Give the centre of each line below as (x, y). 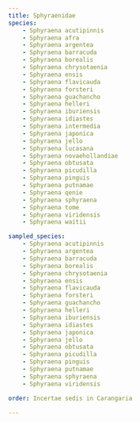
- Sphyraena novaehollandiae (70, 155)
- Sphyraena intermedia (62, 126)
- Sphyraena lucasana (58, 148)
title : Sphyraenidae (42, 15)
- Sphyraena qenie (53, 192)
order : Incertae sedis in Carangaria (70, 398)
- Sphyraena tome (51, 207)
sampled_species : (37, 236)
